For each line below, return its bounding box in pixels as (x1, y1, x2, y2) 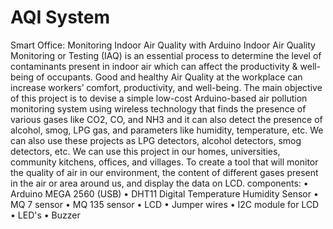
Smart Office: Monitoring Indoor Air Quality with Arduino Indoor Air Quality (10, 39, 316, 51)
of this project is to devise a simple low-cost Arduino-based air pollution (10, 92, 308, 104)
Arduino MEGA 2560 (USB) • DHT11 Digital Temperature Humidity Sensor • (10, 187, 319, 200)
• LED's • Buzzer (10, 209, 81, 221)
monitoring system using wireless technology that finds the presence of (10, 102, 307, 115)
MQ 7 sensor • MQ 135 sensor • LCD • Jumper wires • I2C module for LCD (10, 198, 320, 210)
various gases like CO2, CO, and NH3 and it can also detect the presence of (10, 113, 323, 125)
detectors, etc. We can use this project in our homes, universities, (10, 145, 281, 157)
